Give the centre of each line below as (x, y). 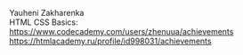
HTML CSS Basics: (44, 22)
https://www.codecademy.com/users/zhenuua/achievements (121, 31)
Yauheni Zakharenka (47, 13)
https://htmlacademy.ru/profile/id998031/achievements (110, 41)
